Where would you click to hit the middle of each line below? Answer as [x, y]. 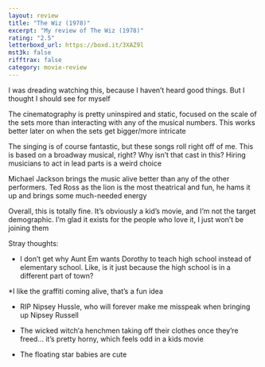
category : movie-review [48, 68]
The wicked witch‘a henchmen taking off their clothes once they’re [129, 330]
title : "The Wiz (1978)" [49, 23]
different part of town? [57, 275]
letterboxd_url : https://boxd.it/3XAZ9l [76, 45]
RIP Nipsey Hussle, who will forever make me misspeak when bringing [135, 306]
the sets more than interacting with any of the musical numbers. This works [132, 122]
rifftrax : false [35, 61]
